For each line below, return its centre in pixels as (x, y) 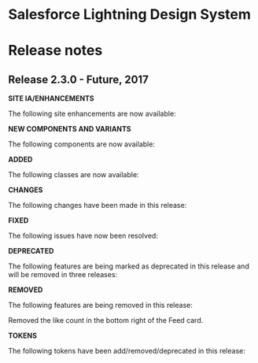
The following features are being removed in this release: (100, 306)
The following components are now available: (82, 144)
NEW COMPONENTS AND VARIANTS (70, 129)
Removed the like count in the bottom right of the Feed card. (106, 320)
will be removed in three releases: (63, 275)
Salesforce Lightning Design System (130, 15)
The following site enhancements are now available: (92, 114)
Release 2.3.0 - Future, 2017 (79, 79)
